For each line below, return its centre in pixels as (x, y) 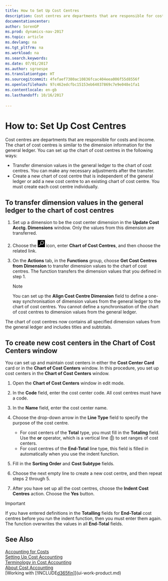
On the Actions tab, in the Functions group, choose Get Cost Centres (85, 261)
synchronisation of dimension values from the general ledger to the (91, 301)
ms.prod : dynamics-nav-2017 (34, 32)
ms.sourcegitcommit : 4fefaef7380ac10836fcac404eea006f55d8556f (72, 79)
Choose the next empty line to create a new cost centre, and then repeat (87, 473)
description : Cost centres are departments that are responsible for (79, 16)
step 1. (19, 277)
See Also (19, 540)
